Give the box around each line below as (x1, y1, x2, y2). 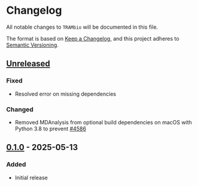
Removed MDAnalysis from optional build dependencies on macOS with (14, 118, 193, 126)
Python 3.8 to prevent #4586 (14, 125, 87, 132)
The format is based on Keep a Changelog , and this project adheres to (6, 35, 179, 42)
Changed (6, 105, 34, 114)
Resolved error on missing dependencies (14, 90, 117, 97)
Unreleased (6, 59, 51, 69)
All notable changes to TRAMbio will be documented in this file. (6, 23, 159, 31)
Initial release (14, 174, 48, 181)
